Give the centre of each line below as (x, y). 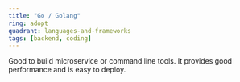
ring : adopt (28, 23)
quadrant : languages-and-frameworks (70, 31)
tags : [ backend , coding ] (50, 38)
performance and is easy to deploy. (67, 70)
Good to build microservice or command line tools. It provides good (120, 61)
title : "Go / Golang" (45, 16)
